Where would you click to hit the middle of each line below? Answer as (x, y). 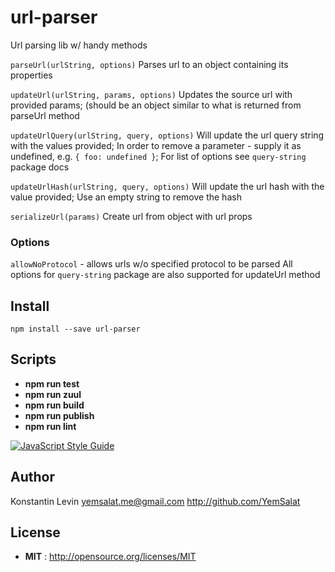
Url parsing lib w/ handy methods (79, 45)
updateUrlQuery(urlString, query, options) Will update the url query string (167, 135)
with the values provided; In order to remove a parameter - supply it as (156, 145)
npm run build (54, 405)
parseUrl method (45, 115)
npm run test (52, 383)
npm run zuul (53, 394)
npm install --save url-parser (75, 329)
